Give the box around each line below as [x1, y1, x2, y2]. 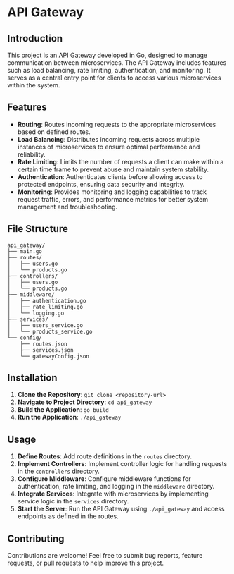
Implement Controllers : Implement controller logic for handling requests [17, 460, 228, 468]
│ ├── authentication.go [7, 297, 86, 304]
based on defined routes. [17, 128, 91, 136]
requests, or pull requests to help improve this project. [7, 558, 164, 568]
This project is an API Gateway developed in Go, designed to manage [7, 51, 208, 59]
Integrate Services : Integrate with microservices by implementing [17, 489, 209, 498]
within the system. [7, 81, 60, 89]
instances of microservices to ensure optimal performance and [17, 142, 200, 151]
